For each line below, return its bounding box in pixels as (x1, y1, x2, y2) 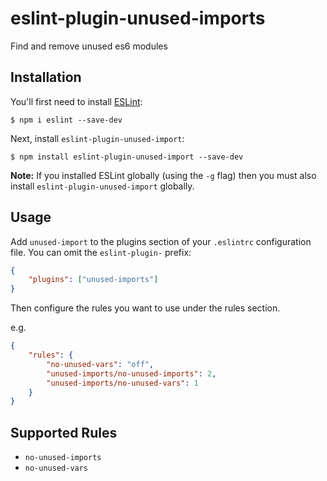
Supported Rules (10, 424, 118, 441)
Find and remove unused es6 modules (10, 40, 168, 52)
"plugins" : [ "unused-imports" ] (28, 275, 159, 285)
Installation (10, 69, 82, 86)
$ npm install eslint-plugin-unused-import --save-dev (10, 152, 244, 162)
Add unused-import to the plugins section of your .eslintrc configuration (10, 235, 312, 247)
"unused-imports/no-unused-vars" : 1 (46, 378, 199, 388)
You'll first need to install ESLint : (10, 95, 143, 107)
